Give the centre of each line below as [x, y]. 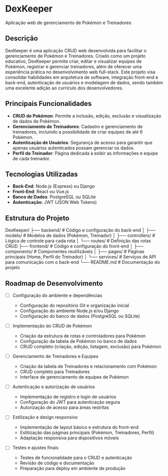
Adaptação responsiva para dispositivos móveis [69, 438]
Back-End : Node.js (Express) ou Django [54, 186]
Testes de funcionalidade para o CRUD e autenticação [76, 458]
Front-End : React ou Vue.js [41, 192]
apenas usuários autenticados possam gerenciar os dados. [73, 148]
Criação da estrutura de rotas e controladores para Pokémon [83, 336]
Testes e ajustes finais [35, 448]
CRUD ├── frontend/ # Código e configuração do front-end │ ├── [74, 246]
